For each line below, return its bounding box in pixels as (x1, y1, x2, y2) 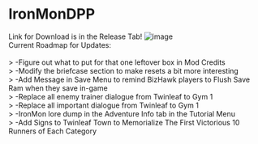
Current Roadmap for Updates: (8, 40, 112, 49)
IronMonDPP (8, 5, 96, 23)
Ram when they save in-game (8, 83, 108, 93)
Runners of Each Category (8, 126, 97, 136)
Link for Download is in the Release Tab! (8, 32, 143, 41)
